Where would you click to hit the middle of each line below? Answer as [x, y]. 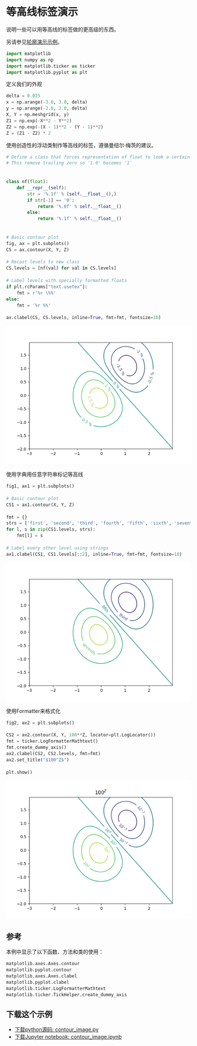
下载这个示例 [29, 1015]
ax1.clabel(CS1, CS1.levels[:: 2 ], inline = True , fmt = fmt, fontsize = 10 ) [94, 554]
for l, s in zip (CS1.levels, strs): [51, 529]
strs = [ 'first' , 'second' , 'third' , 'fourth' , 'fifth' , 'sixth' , [89, 523]
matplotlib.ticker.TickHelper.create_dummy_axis [67, 994]
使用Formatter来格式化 [33, 711]
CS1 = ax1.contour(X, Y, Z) [40, 505]
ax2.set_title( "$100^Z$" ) [38, 760]
